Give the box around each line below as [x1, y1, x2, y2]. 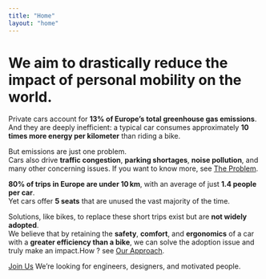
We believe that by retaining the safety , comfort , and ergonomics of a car [8, 229, 255, 239]
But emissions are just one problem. [8, 147, 127, 156]
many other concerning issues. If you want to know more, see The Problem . [8, 164, 259, 173]
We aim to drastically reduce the [8, 54, 228, 72]
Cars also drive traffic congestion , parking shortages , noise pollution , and [8, 156, 259, 165]
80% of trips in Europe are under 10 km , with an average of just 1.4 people [8, 180, 257, 189]
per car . [8, 188, 35, 197]
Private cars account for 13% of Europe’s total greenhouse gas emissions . [8, 114, 257, 124]
